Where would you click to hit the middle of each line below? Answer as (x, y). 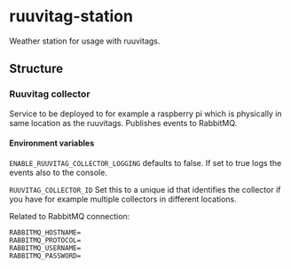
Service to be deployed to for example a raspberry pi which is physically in (145, 114)
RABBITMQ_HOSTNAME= (45, 233)
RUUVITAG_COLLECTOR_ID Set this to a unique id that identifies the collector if (145, 189)
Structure (36, 69)
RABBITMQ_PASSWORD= (45, 256)
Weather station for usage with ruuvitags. (85, 41)
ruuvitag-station (71, 16)
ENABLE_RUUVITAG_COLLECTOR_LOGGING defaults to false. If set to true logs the (145, 162)
